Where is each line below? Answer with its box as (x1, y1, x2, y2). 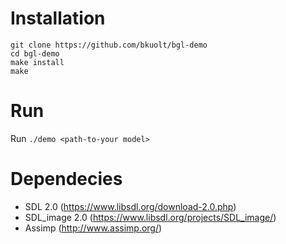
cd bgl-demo (10, 48, 60, 59)
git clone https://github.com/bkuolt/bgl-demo (10, 40, 208, 50)
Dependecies (10, 168, 123, 191)
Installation (10, 7, 106, 30)
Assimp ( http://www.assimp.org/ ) (24, 222, 163, 234)
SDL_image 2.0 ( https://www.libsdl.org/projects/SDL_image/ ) (24, 211, 277, 223)
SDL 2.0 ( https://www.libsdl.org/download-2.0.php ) (24, 200, 237, 212)
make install (10, 57, 65, 67)
